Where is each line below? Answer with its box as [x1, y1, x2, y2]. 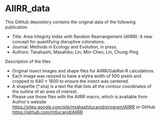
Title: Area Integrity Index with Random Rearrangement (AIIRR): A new [12, 34, 153, 39]
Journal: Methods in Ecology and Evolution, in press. [12, 44, 118, 50]
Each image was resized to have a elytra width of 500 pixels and [12, 73, 142, 79]
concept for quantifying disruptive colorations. [12, 38, 106, 44]
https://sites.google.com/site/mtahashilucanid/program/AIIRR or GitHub [12, 104, 156, 110]
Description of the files [5, 58, 51, 64]
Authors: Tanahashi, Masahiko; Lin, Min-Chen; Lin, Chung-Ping [12, 49, 139, 55]
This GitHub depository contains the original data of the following [5, 19, 136, 25]
